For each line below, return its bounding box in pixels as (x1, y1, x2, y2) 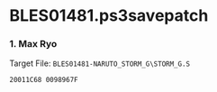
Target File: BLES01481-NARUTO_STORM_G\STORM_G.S (9, 58, 191, 69)
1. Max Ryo (9, 38, 58, 51)
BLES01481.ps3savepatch (9, 5, 209, 26)
